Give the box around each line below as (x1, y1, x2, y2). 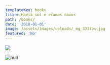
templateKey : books (5, 7, 47, 13)
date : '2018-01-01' (5, 21, 47, 27)
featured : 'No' (5, 31, 38, 36)
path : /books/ (5, 17, 35, 22)
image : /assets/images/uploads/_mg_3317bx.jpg (5, 26, 105, 31)
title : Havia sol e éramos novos (5, 12, 76, 17)
